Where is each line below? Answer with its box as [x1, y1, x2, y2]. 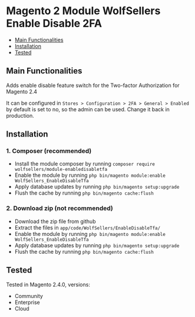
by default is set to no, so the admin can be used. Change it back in [6, 105, 170, 113]
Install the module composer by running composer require [14, 160, 155, 167]
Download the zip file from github [14, 218, 96, 225]
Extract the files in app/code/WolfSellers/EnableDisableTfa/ [14, 224, 161, 231]
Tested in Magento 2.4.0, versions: [6, 281, 90, 288]
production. [6, 112, 34, 119]
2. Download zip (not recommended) [6, 204, 113, 212]
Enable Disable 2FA [6, 17, 102, 30]
